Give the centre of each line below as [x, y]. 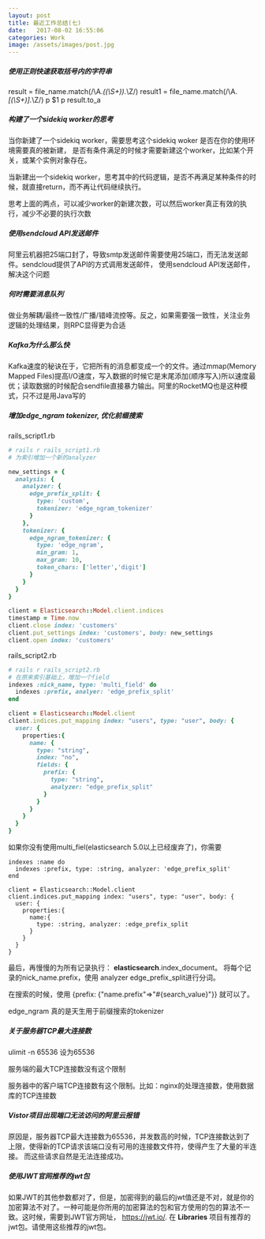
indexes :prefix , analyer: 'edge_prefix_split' [95, 692]
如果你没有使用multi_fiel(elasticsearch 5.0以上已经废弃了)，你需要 [115, 847]
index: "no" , [58, 758]
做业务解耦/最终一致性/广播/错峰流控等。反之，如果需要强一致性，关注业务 [129, 315]
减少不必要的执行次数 [56, 213]
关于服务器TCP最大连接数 [50, 1030]
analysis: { [35, 479]
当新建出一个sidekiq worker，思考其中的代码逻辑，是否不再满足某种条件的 [129, 177]
